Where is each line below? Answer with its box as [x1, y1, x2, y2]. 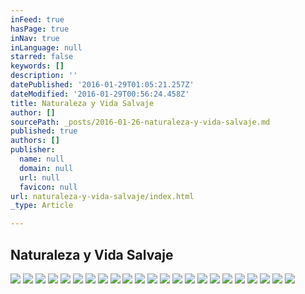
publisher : [10, 145, 56, 155]
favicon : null [19, 182, 78, 192]
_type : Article [10, 201, 74, 211]
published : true [10, 126, 78, 136]
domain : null [19, 163, 74, 173]
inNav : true [10, 33, 60, 43]
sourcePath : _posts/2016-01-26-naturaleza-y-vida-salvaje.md [10, 117, 271, 127]
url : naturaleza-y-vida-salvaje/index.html [10, 191, 195, 201]
